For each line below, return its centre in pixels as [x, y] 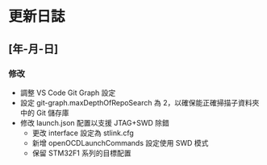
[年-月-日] [33, 49]
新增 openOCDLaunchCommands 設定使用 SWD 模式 [120, 142]
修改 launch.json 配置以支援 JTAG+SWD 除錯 [94, 122]
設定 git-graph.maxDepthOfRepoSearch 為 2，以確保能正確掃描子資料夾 [140, 102]
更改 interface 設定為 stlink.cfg [83, 133]
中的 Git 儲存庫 [45, 113]
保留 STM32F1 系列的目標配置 [81, 153]
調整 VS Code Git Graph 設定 [68, 93]
